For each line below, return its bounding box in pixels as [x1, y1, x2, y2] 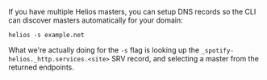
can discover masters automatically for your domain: [8, 15, 183, 25]
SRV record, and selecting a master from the [111, 54, 260, 63]
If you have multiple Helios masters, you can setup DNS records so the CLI [8, 7, 257, 16]
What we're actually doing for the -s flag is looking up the [8, 45, 200, 55]
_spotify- [201, 47, 234, 55]
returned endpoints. [8, 62, 74, 72]
